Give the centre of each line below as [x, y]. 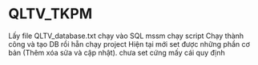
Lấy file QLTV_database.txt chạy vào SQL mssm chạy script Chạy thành [126, 36]
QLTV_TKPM [50, 14]
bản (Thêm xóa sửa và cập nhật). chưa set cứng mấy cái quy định [117, 52]
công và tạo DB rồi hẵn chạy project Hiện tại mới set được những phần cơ [129, 44]
